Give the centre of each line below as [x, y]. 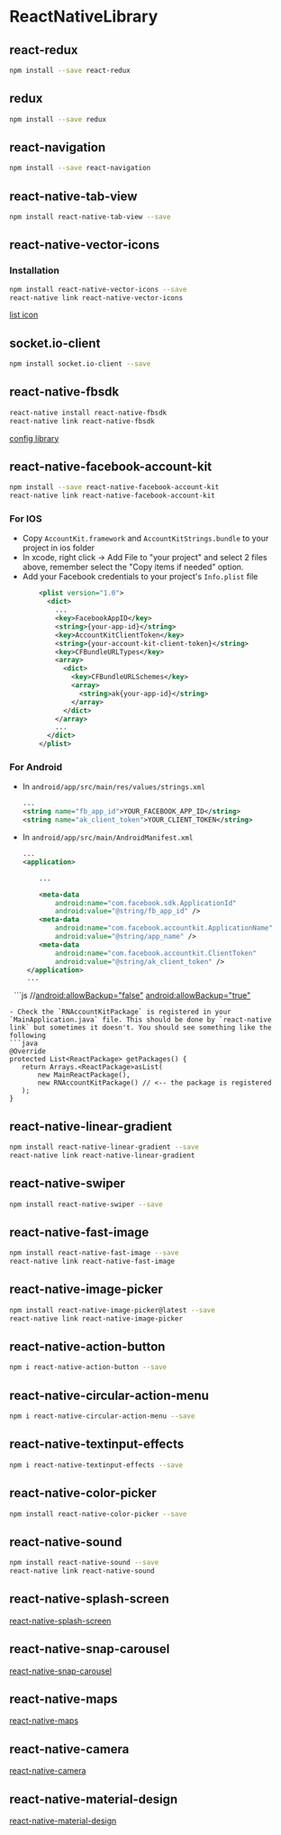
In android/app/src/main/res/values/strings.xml [113, 786]
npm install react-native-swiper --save [86, 1204]
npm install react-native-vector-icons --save [98, 289]
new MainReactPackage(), [84, 1075]
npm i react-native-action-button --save [88, 1367]
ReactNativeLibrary [84, 17]
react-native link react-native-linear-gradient [102, 1155]
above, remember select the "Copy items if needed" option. [133, 567]
